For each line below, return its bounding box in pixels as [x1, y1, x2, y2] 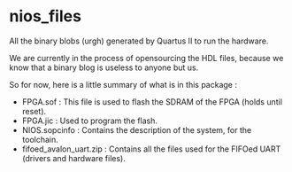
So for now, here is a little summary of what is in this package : [9, 79, 237, 90]
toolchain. [21, 134, 59, 145]
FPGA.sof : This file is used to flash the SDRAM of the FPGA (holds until [21, 96, 283, 107]
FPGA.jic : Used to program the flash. [21, 115, 158, 126]
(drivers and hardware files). [21, 152, 126, 163]
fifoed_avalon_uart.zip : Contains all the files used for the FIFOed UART [21, 144, 281, 154]
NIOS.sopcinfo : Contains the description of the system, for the [21, 124, 252, 135]
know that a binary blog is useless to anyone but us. [9, 62, 199, 73]
